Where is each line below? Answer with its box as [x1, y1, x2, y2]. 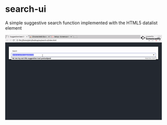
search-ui [5, 3, 46, 15]
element [5, 25, 22, 31]
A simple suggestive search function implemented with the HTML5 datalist [5, 20, 158, 26]
